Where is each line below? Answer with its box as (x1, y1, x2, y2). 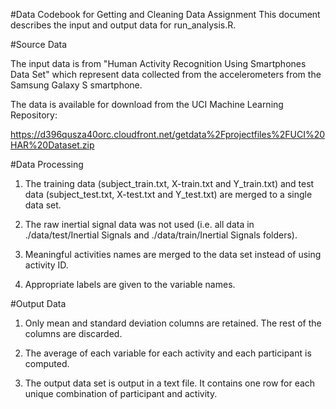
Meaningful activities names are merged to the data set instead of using (24, 249, 322, 260)
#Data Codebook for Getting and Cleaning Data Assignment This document (10, 9, 321, 20)
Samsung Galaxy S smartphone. (10, 79, 143, 91)
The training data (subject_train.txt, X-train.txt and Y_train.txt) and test (24, 178, 315, 189)
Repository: (10, 109, 58, 121)
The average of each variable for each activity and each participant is (24, 347, 312, 359)
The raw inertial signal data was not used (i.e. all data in (24, 219, 255, 230)
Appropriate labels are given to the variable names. (24, 279, 236, 290)
